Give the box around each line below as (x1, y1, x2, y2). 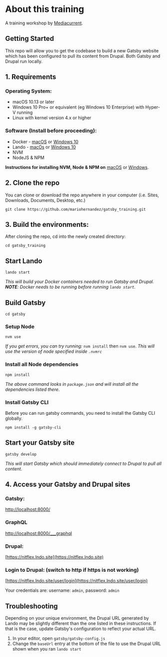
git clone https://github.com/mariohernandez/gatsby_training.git (5, 207, 146, 212)
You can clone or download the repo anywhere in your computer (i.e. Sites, (5, 192, 160, 198)
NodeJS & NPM (12, 155, 45, 161)
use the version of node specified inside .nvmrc (5, 348, 102, 354)
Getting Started (5, 34, 54, 43)
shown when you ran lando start (12, 646, 81, 652)
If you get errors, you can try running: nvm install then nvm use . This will (5, 343, 155, 349)
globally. (5, 415, 23, 421)
